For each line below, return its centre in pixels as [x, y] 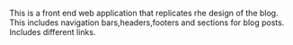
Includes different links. [53, 32]
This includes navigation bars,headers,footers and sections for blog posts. [147, 22]
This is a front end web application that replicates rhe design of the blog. [144, 13]
